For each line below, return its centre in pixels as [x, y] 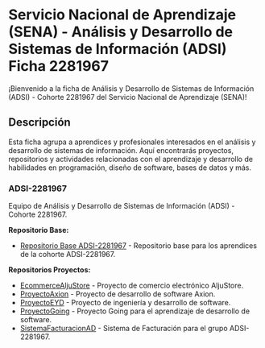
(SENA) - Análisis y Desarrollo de [121, 32]
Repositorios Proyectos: [50, 270]
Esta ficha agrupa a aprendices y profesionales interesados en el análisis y [132, 142]
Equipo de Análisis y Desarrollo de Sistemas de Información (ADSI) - [122, 206]
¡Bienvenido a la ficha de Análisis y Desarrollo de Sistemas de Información [131, 88]
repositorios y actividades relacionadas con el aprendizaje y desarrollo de [131, 159]
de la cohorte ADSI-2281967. [68, 255]
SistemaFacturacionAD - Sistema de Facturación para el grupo [124, 329]
